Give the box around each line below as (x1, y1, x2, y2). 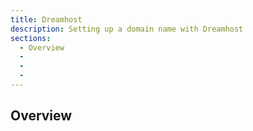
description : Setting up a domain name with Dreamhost (10, 24, 244, 34)
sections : (10, 33, 52, 43)
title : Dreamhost (10, 14, 83, 25)
